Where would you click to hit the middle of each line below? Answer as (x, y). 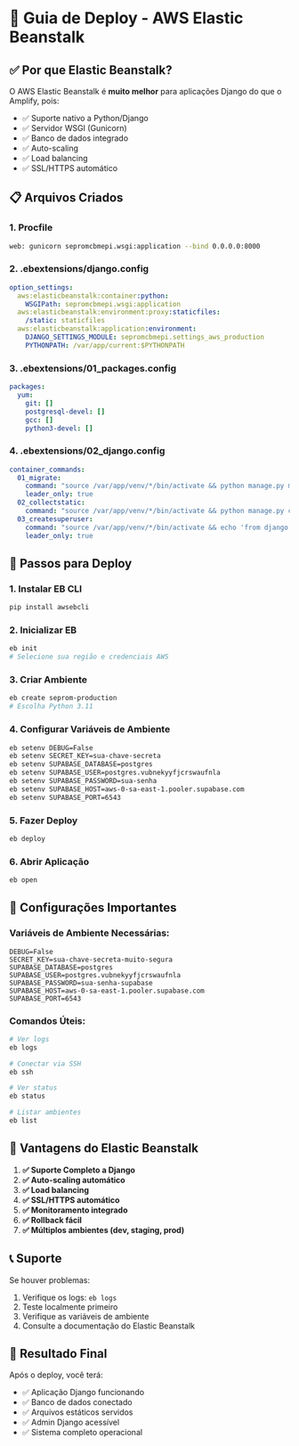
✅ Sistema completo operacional (82, 1433)
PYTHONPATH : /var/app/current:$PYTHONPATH (105, 345)
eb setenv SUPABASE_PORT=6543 (65, 797)
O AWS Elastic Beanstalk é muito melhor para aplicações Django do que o (145, 91)
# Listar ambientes (45, 1113)
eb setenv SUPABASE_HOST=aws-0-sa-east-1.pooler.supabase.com (127, 789)
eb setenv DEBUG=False (51, 748)
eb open (24, 880)
